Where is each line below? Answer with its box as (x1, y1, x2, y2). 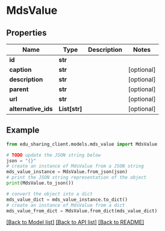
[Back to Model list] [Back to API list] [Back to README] (6, 218, 145, 226)
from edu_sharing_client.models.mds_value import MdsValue (6, 141, 158, 147)
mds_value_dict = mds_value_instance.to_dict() (6, 197, 128, 203)
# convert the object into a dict (6, 191, 93, 197)
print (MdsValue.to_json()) (6, 180, 74, 186)
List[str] (58, 105, 82, 113)
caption (9, 66, 32, 74)
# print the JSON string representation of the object (6, 174, 147, 181)
